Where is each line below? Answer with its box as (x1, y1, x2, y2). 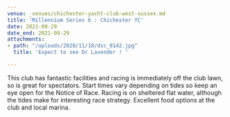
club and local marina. (7, 103, 71, 111)
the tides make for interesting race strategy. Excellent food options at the (7, 96, 215, 104)
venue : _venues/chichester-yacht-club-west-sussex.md (7, 10, 166, 17)
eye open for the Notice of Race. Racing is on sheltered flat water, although (7, 88, 222, 97)
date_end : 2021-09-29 (7, 29, 70, 37)
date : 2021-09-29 (7, 23, 57, 30)
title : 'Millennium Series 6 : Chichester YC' (7, 17, 144, 24)
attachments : (7, 36, 45, 43)
